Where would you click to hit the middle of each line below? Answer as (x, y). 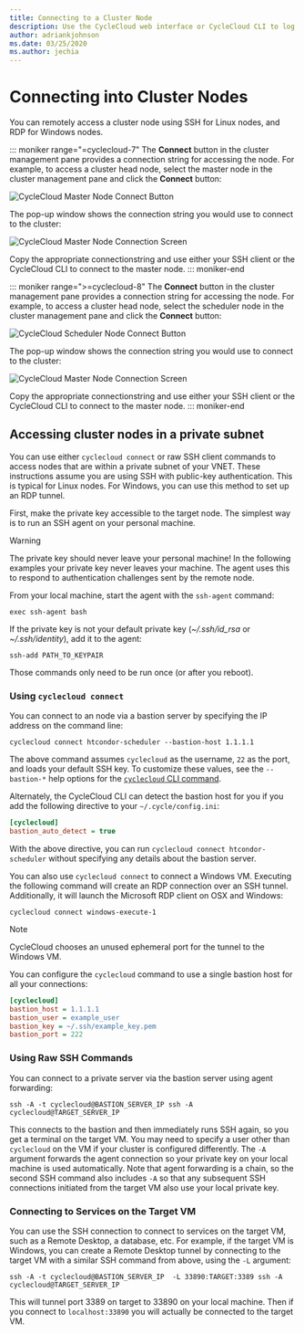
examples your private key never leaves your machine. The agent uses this (150, 568)
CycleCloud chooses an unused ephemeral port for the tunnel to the (137, 947)
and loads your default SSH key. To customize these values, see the (137, 769)
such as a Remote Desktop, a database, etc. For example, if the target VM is (152, 1240)
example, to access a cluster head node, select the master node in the (141, 169)
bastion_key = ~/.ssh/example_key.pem (83, 1026)
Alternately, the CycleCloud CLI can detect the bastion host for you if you (147, 796)
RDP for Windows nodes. (56, 132)
